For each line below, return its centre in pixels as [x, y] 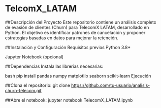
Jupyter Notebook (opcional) [34, 56]
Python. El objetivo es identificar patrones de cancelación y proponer [75, 32]
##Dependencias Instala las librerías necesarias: [54, 66]
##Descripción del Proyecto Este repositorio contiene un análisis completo [81, 22]
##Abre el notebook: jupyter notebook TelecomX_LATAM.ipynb [69, 100]
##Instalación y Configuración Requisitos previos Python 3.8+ [68, 47]
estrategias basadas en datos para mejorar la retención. [62, 38]
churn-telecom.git [23, 90]
